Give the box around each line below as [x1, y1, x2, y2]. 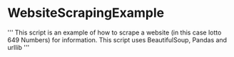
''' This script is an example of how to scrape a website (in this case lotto [7, 28, 222, 37]
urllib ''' [7, 43, 30, 51]
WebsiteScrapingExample [7, 5, 165, 21]
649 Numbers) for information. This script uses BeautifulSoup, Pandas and [7, 35, 227, 44]
